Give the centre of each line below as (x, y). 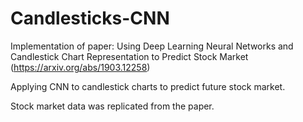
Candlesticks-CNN (90, 18)
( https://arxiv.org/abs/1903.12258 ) (80, 67)
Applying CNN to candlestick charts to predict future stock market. (148, 86)
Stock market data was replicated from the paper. (112, 106)
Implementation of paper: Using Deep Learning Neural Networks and (152, 46)
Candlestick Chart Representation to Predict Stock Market (129, 56)
